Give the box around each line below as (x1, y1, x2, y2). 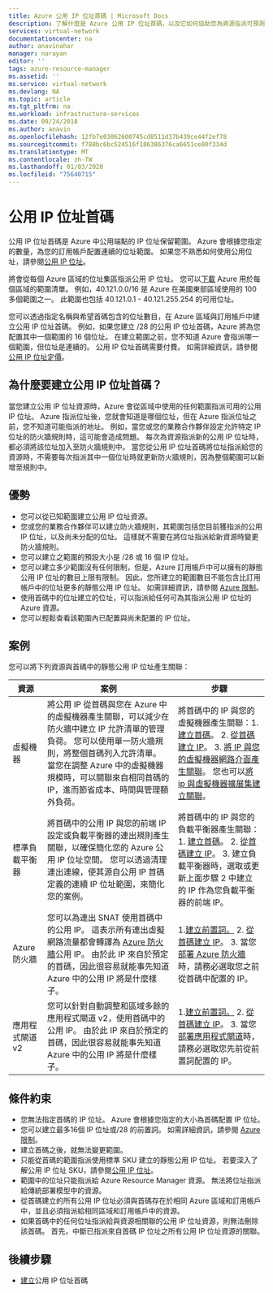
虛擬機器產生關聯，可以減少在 (55, 711, 170, 723)
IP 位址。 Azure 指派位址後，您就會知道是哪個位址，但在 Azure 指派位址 (8, 411, 250, 421)
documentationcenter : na (8, 34, 93, 43)
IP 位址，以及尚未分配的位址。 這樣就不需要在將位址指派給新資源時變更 (19, 531, 259, 541)
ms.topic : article (8, 95, 71, 103)
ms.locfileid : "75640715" (8, 171, 96, 179)
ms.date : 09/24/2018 (8, 118, 79, 126)
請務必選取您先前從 (177, 1043, 252, 1054)
